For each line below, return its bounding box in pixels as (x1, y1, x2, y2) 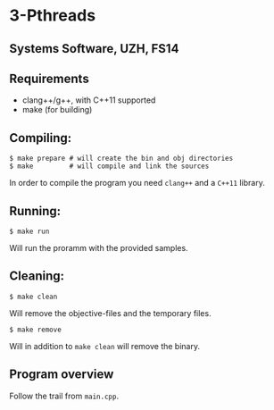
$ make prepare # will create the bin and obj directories (9, 154, 234, 163)
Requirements (9, 71, 89, 86)
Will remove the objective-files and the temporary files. (9, 307, 212, 318)
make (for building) (21, 105, 93, 115)
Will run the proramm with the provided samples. (9, 243, 189, 254)
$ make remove (9, 325, 62, 334)
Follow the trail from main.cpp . (9, 390, 119, 401)
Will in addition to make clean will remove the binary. (9, 340, 201, 351)
